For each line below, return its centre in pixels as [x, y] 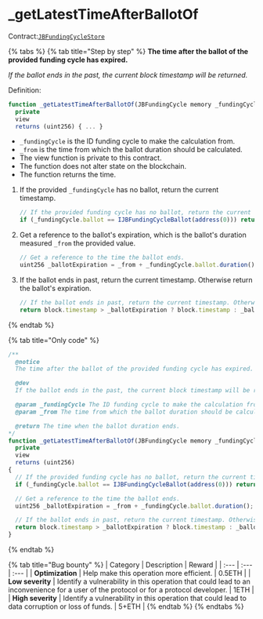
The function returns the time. [68, 175]
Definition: [25, 90]
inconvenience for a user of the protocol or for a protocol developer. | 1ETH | [131, 590]
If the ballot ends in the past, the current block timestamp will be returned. [128, 75]
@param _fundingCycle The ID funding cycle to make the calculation [129, 405]
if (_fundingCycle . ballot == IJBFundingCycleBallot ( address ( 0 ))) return [136, 484]
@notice [28, 362]
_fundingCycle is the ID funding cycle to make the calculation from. [127, 141]
